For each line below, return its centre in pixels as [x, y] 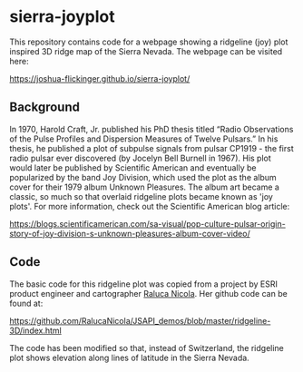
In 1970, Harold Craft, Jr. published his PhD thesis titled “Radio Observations [151, 129]
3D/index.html [35, 330]
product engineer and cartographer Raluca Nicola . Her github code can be [148, 293]
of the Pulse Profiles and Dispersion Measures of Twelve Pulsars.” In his [144, 139]
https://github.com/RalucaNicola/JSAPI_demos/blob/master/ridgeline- [140, 320]
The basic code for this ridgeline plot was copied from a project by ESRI [144, 284]
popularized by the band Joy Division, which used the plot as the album [143, 177]
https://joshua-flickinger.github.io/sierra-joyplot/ [100, 78]
